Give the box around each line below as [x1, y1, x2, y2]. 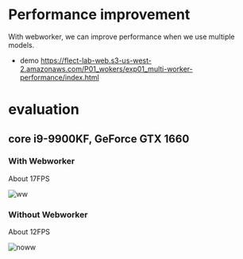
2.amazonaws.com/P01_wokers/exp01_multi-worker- [19, 64, 193, 73]
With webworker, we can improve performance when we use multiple [8, 32, 236, 41]
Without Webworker [8, 209, 88, 220]
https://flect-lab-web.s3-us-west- [40, 56, 152, 65]
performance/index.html [19, 72, 99, 82]
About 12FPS [8, 227, 50, 237]
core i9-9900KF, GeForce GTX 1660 [8, 132, 190, 145]
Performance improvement [8, 6, 191, 24]
